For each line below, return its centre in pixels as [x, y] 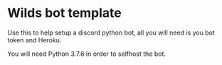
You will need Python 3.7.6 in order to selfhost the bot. [86, 54]
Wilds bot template [65, 13]
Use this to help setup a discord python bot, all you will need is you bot [111, 32]
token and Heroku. [35, 40]
